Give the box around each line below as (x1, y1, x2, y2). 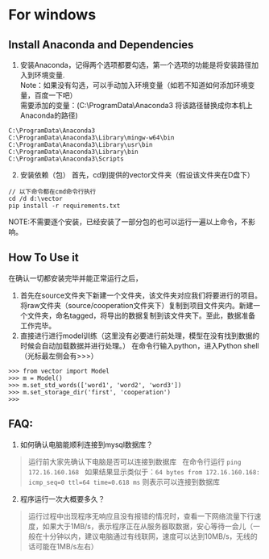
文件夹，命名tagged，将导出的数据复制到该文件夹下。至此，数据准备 (27, 311, 256, 320)
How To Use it (8, 251, 79, 265)
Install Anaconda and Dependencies (8, 38, 194, 52)
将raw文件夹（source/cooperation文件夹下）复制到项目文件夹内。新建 (19, 300, 254, 310)
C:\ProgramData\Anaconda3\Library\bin (8, 148, 139, 156)
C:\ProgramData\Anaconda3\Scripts (8, 155, 125, 163)
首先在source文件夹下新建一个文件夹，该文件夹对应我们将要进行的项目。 (19, 290, 263, 300)
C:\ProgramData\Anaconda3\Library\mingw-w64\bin (8, 134, 175, 142)
